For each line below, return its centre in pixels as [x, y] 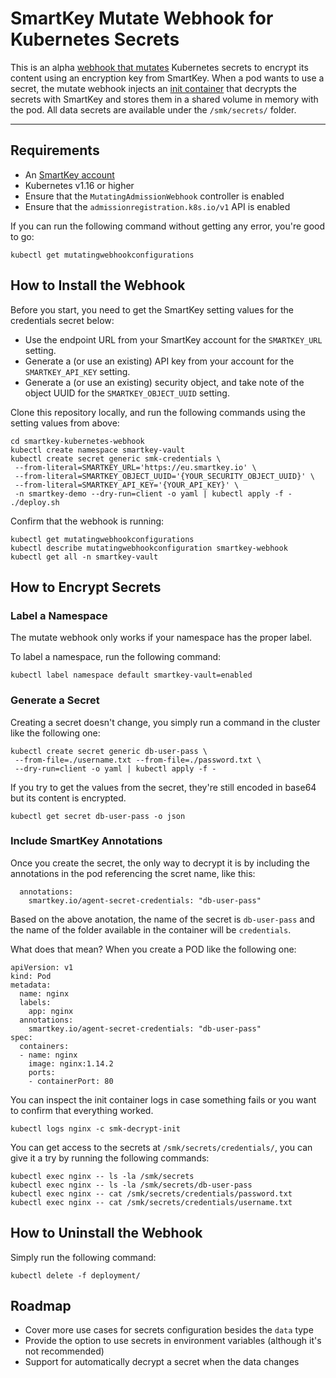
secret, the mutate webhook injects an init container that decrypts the [154, 88]
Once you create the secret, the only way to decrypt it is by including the [160, 863]
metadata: [31, 985]
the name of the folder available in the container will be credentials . [151, 929]
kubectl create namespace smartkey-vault [98, 450]
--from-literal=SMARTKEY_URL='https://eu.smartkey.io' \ [135, 467]
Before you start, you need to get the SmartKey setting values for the [152, 309]
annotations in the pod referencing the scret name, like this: [133, 873]
